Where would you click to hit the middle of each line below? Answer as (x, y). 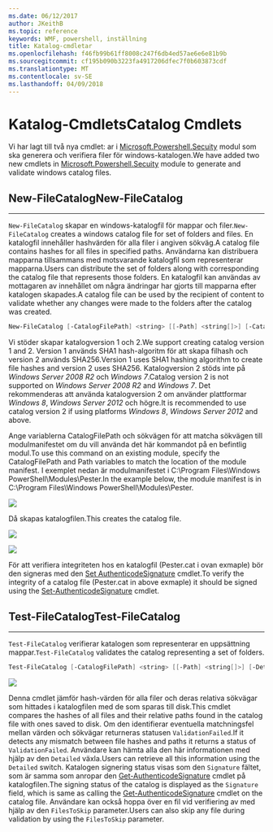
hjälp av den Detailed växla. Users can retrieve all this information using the (134, 758)
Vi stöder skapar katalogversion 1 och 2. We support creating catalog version (136, 342)
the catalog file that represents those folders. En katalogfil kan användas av (135, 277)
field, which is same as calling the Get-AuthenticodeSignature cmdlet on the (136, 793)
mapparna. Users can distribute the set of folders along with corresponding (134, 268)
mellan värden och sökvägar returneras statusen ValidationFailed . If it (126, 732)
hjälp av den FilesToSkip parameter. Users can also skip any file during (127, 810)
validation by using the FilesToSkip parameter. (87, 819)
